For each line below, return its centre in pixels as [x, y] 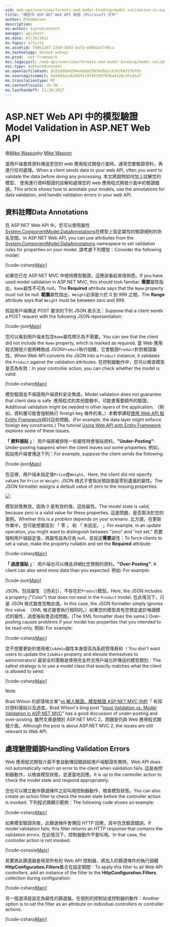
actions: [13, 909]
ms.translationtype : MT [30, 81]
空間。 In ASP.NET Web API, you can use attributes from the [72, 238]
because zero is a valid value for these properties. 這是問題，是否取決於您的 [85, 513]
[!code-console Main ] [27, 850]
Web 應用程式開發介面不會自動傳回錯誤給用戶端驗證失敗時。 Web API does [83, 762]
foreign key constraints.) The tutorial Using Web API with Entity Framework [83, 426]
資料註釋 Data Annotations [47, 212]
